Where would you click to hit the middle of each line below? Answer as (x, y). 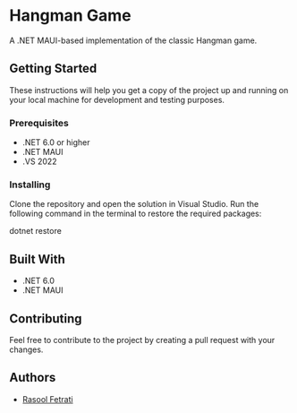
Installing (30, 185)
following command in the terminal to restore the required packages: (136, 214)
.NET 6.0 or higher (56, 142)
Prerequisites (39, 123)
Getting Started (53, 69)
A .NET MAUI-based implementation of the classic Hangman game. (133, 40)
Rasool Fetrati (47, 399)
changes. (26, 349)
